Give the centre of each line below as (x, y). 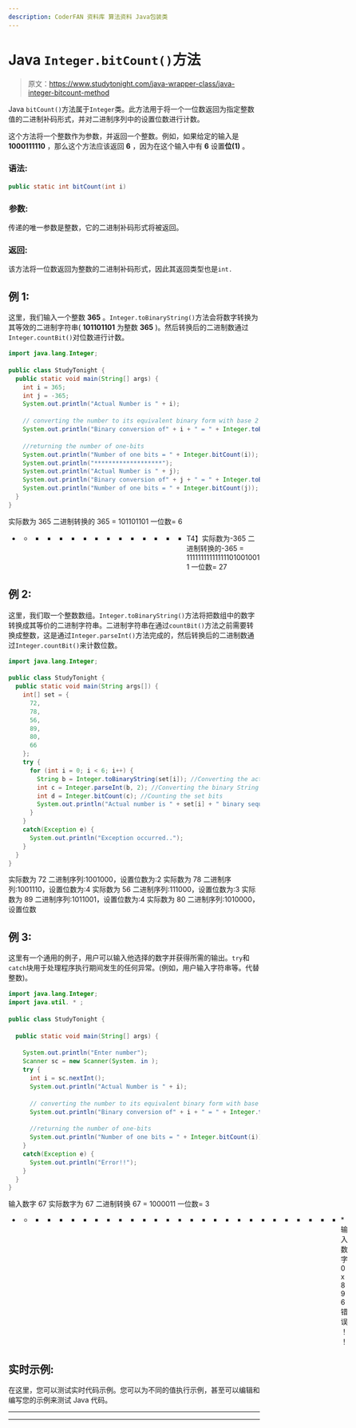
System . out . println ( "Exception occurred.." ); (106, 838)
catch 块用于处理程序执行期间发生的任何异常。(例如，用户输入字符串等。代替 (134, 968)
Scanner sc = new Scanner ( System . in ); (91, 1061)
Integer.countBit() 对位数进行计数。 (69, 337)
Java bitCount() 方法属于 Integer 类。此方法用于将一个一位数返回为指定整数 (131, 109)
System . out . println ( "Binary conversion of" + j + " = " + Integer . (137, 480)
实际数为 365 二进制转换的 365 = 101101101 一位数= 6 (95, 521)
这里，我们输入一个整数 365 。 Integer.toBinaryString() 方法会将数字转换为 (133, 317)
